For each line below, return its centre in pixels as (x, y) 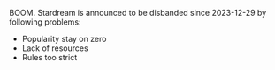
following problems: (45, 22)
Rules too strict (50, 57)
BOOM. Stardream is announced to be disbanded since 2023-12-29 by (138, 13)
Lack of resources (55, 48)
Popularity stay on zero (64, 39)
